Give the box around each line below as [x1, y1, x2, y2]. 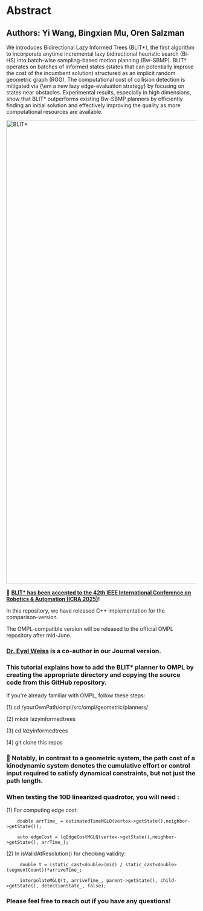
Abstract [6, 4, 51, 18]
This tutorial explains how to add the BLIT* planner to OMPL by [6, 663, 195, 671]
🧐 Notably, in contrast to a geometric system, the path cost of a [6, 754, 195, 763]
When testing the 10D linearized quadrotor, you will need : [6, 793, 179, 801]
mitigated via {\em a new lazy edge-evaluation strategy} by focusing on [6, 82, 185, 90]
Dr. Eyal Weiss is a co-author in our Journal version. [6, 646, 161, 655]
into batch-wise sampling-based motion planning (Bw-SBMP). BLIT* [17, 57, 187, 64]
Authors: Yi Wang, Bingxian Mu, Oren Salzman [6, 28, 185, 38]
